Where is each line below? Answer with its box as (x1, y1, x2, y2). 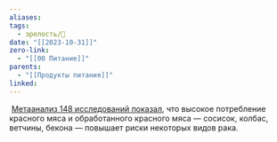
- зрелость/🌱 (17, 29, 66, 38)
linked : (9, 79, 38, 88)
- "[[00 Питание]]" (17, 54, 90, 63)
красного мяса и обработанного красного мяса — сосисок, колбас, (9, 113, 269, 123)
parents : (9, 63, 42, 72)
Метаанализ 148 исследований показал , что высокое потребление (11, 103, 266, 114)
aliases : (9, 12, 42, 22)
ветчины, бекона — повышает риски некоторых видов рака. (9, 122, 239, 133)
